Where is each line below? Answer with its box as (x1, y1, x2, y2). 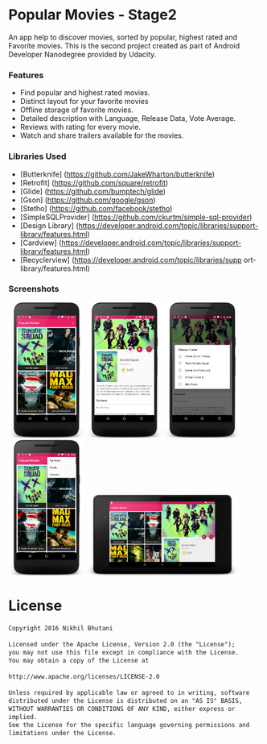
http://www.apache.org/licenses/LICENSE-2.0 (8, 673, 160, 681)
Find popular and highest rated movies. (19, 88, 150, 98)
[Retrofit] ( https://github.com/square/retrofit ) (19, 177, 169, 187)
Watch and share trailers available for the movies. (19, 131, 184, 140)
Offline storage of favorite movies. (19, 105, 134, 114)
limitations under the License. (8, 729, 117, 738)
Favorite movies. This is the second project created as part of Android (8, 40, 240, 50)
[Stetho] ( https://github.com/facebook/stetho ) (19, 203, 173, 213)
